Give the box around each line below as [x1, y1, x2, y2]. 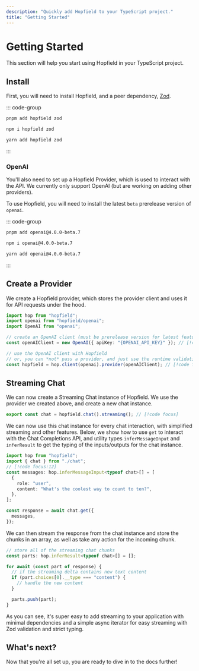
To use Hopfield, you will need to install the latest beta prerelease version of [6, 200, 191, 207]
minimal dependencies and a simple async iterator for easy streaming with [6, 619, 188, 626]
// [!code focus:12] [6, 464, 57, 470]
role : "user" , [17, 480, 52, 486]
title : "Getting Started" [6, 14, 70, 20]
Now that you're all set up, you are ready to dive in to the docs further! [6, 658, 178, 666]
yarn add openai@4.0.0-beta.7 [6, 251, 81, 257]
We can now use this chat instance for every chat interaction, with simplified [6, 423, 192, 430]
